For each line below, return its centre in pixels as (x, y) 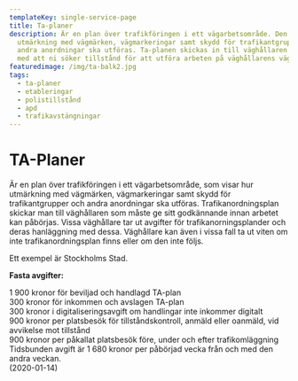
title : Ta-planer (41, 26)
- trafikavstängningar (59, 116)
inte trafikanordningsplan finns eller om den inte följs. (106, 241)
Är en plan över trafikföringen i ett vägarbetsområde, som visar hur (132, 185)
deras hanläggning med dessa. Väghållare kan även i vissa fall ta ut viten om (149, 232)
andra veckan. (35, 359)
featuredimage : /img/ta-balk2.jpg (73, 67)
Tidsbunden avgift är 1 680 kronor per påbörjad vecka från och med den (141, 349)
